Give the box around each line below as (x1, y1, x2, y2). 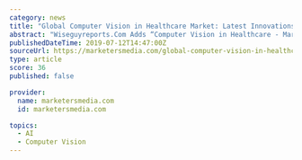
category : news (9, 13, 67, 22)
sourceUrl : (9, 47, 50, 56)
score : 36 (9, 64, 47, 73)
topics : (9, 120, 39, 130)
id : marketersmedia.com (17, 104, 106, 113)
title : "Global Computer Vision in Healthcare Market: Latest (9, 22, 247, 31)
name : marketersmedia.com (17, 96, 115, 105)
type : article (9, 55, 63, 64)
